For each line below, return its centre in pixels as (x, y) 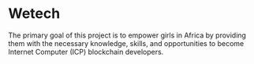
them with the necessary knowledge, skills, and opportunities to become (126, 43)
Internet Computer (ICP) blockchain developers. (86, 52)
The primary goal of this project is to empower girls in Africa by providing (127, 35)
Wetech (34, 14)
